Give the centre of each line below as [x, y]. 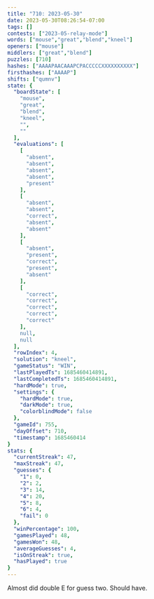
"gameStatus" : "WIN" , [45, 366]
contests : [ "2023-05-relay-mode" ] [58, 33]
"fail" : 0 [34, 516]
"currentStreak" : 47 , [45, 457]
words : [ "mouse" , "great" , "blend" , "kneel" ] [70, 40]
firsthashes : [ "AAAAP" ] [42, 72]
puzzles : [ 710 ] [29, 60]
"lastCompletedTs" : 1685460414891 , [65, 379]
